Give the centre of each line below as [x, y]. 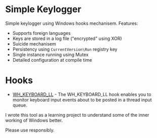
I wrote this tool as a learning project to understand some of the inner [77, 115]
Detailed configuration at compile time [52, 60]
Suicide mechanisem [34, 43]
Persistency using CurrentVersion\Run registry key [65, 49]
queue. [20, 105]
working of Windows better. [34, 120]
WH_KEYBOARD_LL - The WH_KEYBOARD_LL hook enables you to [82, 94]
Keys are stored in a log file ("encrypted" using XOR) [67, 38]
